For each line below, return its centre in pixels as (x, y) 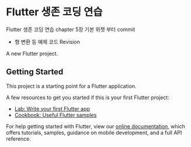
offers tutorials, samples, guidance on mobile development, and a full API (94, 132)
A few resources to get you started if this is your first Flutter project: (88, 97)
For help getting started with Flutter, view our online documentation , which (96, 126)
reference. (18, 139)
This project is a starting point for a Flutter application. (71, 86)
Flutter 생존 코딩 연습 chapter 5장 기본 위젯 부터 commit (71, 29)
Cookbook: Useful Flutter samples (55, 115)
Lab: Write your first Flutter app (52, 108)
